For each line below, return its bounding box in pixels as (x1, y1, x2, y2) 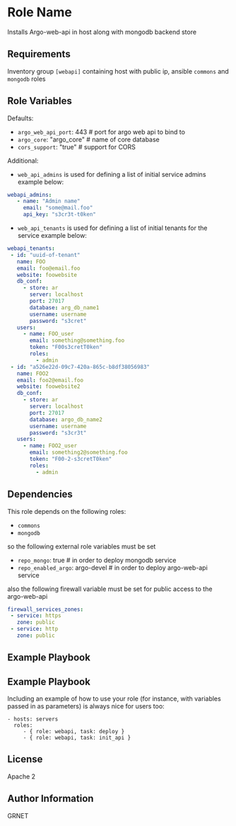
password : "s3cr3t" (29, 429, 87, 436)
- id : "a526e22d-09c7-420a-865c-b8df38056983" (10, 363, 151, 370)
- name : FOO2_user (23, 442, 78, 449)
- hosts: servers (7, 716, 59, 723)
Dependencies (7, 488, 73, 500)
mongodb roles (7, 74, 46, 83)
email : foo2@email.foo (16, 377, 83, 384)
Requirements (7, 48, 71, 60)
